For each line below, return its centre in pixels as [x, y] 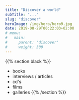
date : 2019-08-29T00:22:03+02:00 [40, 28]
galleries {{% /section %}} [39, 92]
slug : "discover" [23, 19]
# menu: [13, 33]
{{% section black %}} [28, 61]
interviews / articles [33, 76]
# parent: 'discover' [32, 42]
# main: [15, 38]
